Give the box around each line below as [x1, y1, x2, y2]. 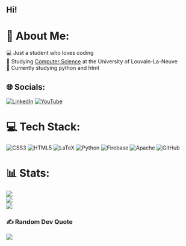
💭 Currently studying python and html [6, 65, 99, 72]
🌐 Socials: [6, 81, 46, 92]
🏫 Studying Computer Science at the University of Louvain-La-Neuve [6, 58, 178, 65]
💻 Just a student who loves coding [6, 49, 94, 57]
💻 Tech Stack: [6, 120, 81, 134]
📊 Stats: [6, 166, 50, 180]
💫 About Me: [6, 29, 70, 43]
